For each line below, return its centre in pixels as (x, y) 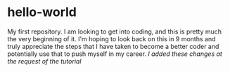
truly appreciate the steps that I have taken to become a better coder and (113, 46)
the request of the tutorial (44, 61)
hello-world (42, 12)
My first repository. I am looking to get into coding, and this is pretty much (115, 31)
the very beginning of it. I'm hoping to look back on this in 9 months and (111, 38)
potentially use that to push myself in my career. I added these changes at (115, 54)
